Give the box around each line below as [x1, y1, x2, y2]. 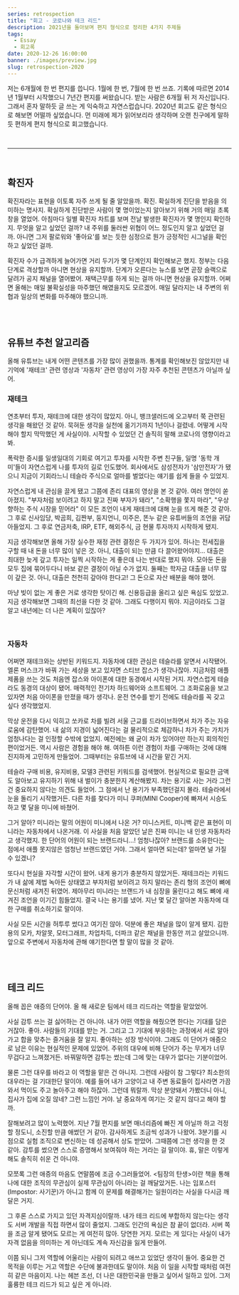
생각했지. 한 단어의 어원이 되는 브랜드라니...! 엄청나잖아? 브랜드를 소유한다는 [14, 835, 225, 845]
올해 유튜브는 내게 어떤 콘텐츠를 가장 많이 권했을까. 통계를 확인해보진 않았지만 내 [7, 357, 230, 366]
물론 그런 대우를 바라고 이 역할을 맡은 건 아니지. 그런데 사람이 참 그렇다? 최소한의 [7, 1068, 230, 1076]
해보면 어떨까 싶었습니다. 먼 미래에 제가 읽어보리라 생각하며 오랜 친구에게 [14, 110, 216, 119]
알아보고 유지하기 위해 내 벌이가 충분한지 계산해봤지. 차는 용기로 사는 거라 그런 [14, 776, 231, 785]
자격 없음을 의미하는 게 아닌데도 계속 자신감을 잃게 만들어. [7, 1238, 167, 1247]
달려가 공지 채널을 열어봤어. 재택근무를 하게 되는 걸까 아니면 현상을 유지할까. [7, 274, 218, 283]
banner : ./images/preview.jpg [7, 57, 97, 64]
